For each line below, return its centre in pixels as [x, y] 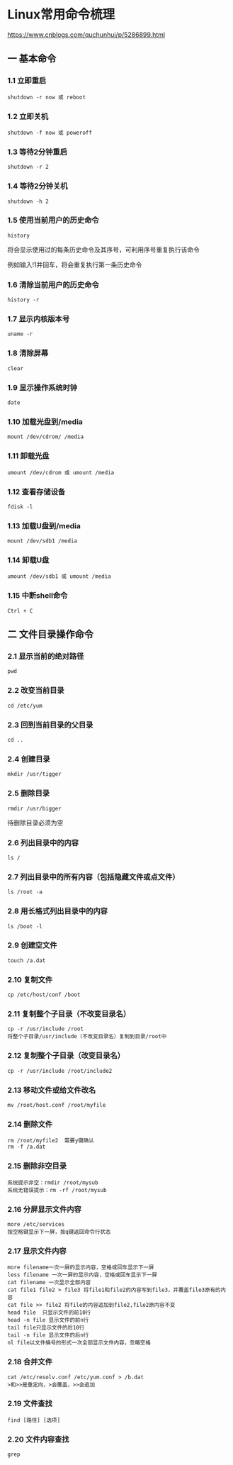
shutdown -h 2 [28, 201]
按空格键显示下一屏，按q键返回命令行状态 [59, 1232]
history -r [23, 300]
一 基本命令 [32, 59]
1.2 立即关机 [28, 116]
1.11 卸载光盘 [28, 456]
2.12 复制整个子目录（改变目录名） [66, 1056]
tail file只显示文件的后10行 [46, 1328]
